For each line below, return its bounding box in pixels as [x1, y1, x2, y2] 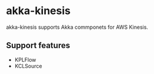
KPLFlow [14, 56, 36, 63]
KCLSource [14, 62, 42, 69]
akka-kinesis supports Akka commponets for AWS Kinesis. [6, 23, 149, 31]
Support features [6, 41, 71, 51]
